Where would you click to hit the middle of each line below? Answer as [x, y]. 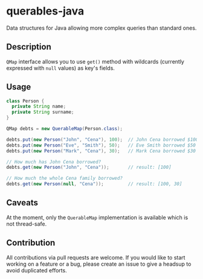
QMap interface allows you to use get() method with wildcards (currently [95, 61]
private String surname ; [43, 112]
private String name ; [39, 107]
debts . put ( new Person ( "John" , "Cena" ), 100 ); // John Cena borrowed [96, 139]
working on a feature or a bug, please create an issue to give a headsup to [99, 264]
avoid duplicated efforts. [37, 270]
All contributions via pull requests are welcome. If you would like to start [96, 257]
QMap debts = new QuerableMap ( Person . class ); [64, 129]
